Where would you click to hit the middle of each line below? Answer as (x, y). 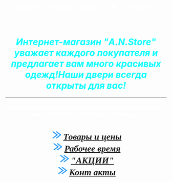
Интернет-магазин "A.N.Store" (86, 42)
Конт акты (92, 172)
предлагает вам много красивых (86, 64)
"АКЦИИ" (92, 160)
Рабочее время (92, 148)
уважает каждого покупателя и (86, 53)
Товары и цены (92, 137)
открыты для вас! (86, 86)
